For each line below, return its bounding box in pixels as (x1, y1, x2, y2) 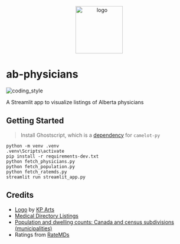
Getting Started (6, 115, 64, 126)
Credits (6, 190, 34, 200)
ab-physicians (6, 68, 78, 81)
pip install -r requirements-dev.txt (6, 153, 99, 159)
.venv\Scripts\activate (6, 148, 65, 154)
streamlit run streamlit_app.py (6, 174, 86, 180)
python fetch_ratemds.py (6, 169, 67, 175)
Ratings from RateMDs (14, 231, 70, 238)
